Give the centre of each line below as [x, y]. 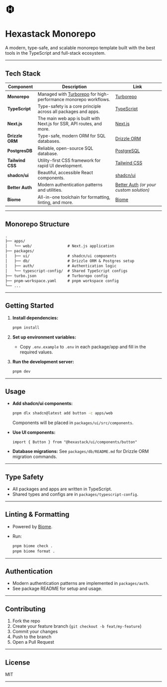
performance [51, 99]
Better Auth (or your [136, 185]
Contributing [25, 609]
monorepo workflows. [88, 99]
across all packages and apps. [69, 112]
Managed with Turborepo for [67, 94]
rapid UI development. [60, 165]
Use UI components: [34, 433]
